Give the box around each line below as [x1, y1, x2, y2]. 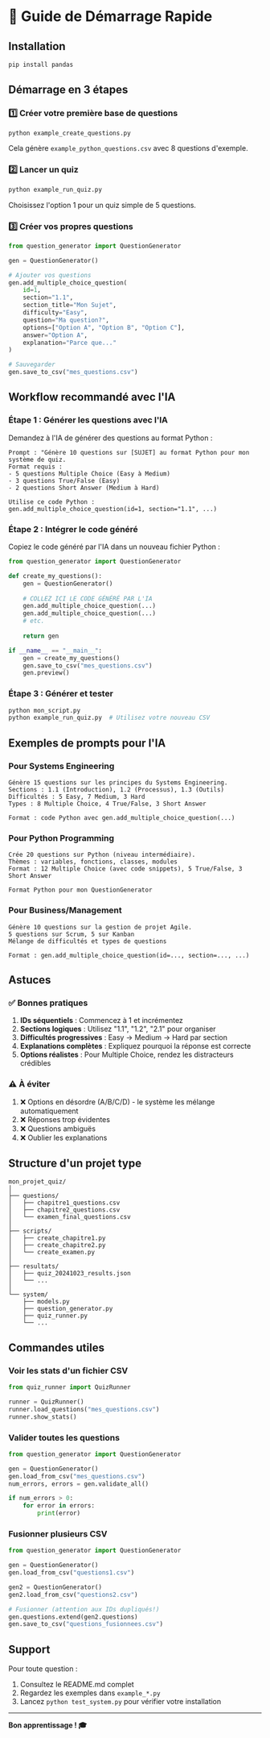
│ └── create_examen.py [8, 1249, 95, 1257]
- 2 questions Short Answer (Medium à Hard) [8, 484, 160, 492]
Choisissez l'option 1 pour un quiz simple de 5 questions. [8, 200, 197, 210]
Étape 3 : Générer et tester [8, 688, 114, 700]
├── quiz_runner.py [22, 1312, 88, 1320]
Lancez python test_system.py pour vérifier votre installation [19, 1697, 222, 1707]
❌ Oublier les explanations [19, 1133, 108, 1142]
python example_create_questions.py [8, 129, 131, 137]
